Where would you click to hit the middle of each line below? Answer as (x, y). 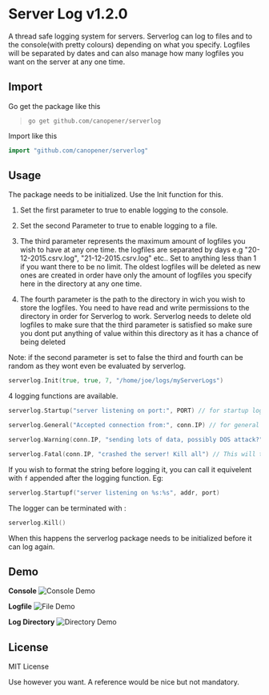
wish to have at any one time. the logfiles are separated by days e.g (131, 250)
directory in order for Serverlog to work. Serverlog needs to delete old (135, 317)
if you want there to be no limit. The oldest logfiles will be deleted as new (140, 267)
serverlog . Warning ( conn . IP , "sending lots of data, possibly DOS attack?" (136, 440)
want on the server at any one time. (67, 62)
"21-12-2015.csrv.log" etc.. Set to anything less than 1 (169, 258)
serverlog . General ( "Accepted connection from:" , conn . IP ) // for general (134, 426)
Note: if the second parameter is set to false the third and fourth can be (126, 358)
